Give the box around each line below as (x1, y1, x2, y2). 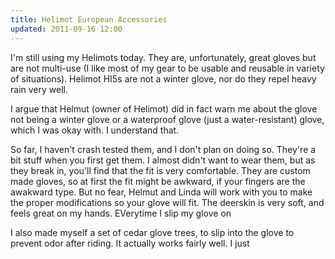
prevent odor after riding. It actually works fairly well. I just (10, 237, 250, 249)
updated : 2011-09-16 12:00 (10, 24, 123, 34)
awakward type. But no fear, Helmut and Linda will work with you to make (10, 186, 313, 198)
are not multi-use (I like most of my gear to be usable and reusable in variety (10, 62, 325, 74)
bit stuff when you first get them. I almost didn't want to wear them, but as (10, 154, 316, 166)
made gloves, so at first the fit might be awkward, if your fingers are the (10, 175, 306, 187)
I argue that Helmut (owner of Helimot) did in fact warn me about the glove (10, 102, 318, 115)
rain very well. (10, 83, 68, 95)
